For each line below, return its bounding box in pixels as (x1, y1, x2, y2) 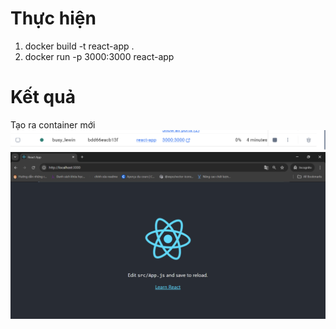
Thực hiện (10, 7, 97, 30)
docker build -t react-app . (24, 40, 135, 52)
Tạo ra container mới (10, 118, 96, 131)
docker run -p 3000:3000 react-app (24, 50, 175, 62)
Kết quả (10, 86, 76, 109)
